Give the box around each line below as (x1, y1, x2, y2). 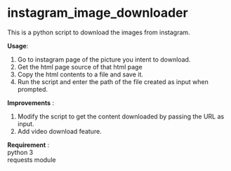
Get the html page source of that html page (17, 62, 143, 71)
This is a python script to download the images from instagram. (7, 28, 191, 36)
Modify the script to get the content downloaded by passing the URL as (17, 112, 225, 121)
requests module (7, 156, 56, 164)
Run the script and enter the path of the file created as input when (17, 77, 209, 85)
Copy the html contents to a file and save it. (17, 70, 144, 78)
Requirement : (7, 140, 50, 149)
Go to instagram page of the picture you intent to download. (17, 55, 191, 64)
